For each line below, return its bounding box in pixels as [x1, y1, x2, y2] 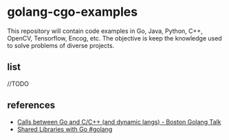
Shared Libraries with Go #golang [17, 125, 113, 133]
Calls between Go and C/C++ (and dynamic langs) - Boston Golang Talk [17, 117, 221, 126]
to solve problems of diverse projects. [7, 41, 115, 49]
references [7, 100, 56, 111]
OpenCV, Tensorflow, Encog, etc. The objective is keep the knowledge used [7, 34, 222, 42]
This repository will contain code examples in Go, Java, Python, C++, [7, 27, 203, 35]
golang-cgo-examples [7, 4, 138, 20]
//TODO [7, 80, 30, 88]
